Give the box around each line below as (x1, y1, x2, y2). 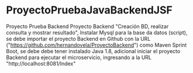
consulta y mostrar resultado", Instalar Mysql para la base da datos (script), (6, 29, 188, 36)
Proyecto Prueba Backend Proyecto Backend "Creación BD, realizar (6, 23, 169, 30)
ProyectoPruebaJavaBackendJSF (6, 4, 173, 17)
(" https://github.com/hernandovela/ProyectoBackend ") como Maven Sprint (6, 41, 187, 48)
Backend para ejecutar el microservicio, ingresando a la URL (6, 54, 152, 61)
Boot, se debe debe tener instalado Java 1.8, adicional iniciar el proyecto (6, 47, 181, 54)
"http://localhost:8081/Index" (6, 60, 76, 67)
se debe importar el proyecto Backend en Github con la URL (6, 35, 151, 42)
